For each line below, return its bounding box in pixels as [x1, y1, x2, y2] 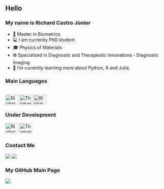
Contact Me [5, 142, 35, 149]
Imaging [12, 59, 30, 65]
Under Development [5, 111, 56, 118]
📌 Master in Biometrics [12, 31, 61, 37]
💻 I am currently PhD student [12, 37, 75, 43]
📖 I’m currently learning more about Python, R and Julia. [12, 65, 130, 71]
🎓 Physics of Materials [12, 44, 62, 50]
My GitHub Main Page [5, 167, 60, 174]
